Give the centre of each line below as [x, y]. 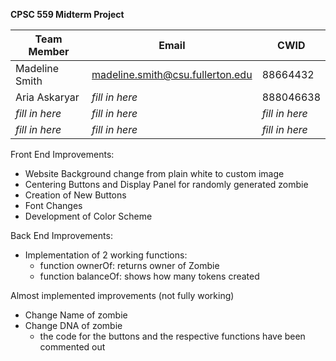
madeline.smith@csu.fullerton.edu [172, 74]
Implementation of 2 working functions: [106, 255]
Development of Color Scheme [88, 216]
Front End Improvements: [62, 154]
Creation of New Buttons [75, 195]
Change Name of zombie [76, 315]
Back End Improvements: [61, 235]
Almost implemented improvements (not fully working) [122, 295]
